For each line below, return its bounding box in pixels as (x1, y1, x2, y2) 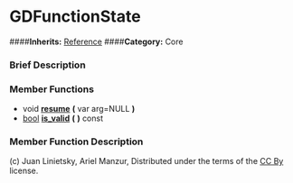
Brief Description (9, 59, 86, 71)
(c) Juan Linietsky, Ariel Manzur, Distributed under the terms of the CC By (9, 156, 284, 167)
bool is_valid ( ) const (22, 113, 104, 124)
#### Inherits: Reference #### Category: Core (9, 36, 184, 47)
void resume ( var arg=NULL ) (22, 104, 136, 114)
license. (9, 165, 39, 177)
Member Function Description (9, 135, 144, 148)
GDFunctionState (9, 6, 142, 27)
